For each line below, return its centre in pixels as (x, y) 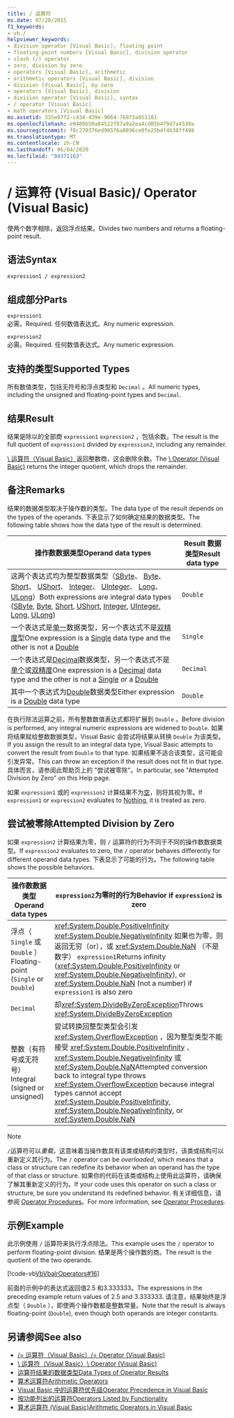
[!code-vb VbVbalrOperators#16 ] (53, 1274)
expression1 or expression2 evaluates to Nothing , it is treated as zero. (107, 800)
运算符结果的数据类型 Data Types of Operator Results (93, 1373)
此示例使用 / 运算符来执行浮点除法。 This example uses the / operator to (111, 1244)
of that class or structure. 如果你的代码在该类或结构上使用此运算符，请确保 (114, 1176)
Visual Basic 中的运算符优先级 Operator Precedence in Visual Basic (112, 1390)
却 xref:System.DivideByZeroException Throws (129, 1004)
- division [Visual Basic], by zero (60, 85)
